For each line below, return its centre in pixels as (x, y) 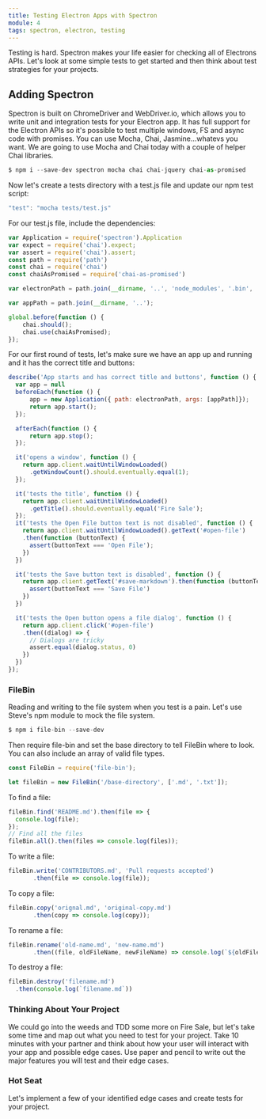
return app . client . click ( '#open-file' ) (88, 625)
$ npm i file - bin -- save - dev (56, 730)
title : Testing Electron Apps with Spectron (83, 15)
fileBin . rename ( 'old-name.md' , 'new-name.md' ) (86, 945)
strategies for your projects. (53, 70)
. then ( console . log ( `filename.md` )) (74, 989)
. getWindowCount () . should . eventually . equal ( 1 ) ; (109, 472)
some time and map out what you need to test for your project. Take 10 (123, 1035)
